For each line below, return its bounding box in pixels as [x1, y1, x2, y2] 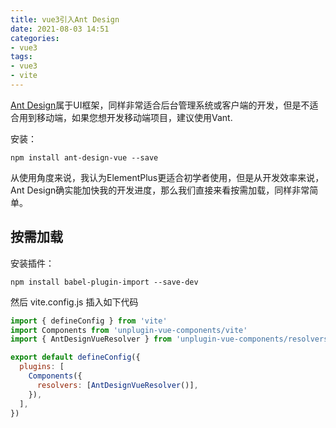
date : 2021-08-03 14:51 [10, 24, 110, 34]
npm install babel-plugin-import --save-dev [10, 277, 199, 287]
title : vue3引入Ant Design [10, 14, 120, 25]
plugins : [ [19, 362, 65, 372]
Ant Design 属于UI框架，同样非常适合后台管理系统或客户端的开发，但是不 [10, 99, 310, 111]
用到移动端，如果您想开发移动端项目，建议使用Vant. [18, 111, 233, 123]
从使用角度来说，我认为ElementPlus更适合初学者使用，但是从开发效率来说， [10, 171, 325, 183]
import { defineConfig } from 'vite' [10, 316, 168, 326]
